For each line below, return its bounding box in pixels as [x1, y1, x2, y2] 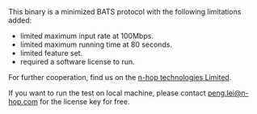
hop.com [8, 97, 38, 106]
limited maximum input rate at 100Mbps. [19, 32, 154, 40]
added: [8, 15, 32, 25]
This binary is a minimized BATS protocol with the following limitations [8, 7, 242, 16]
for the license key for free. [39, 97, 130, 106]
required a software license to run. [19, 57, 135, 66]
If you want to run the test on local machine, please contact [8, 88, 206, 98]
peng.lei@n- [207, 88, 249, 98]
